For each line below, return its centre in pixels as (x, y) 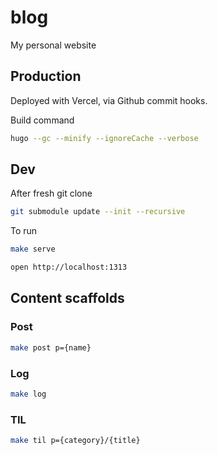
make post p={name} (51, 347)
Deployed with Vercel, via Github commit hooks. (109, 100)
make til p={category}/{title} (75, 441)
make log (28, 394)
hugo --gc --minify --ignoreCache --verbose (104, 138)
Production (46, 76)
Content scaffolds (67, 298)
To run (24, 231)
